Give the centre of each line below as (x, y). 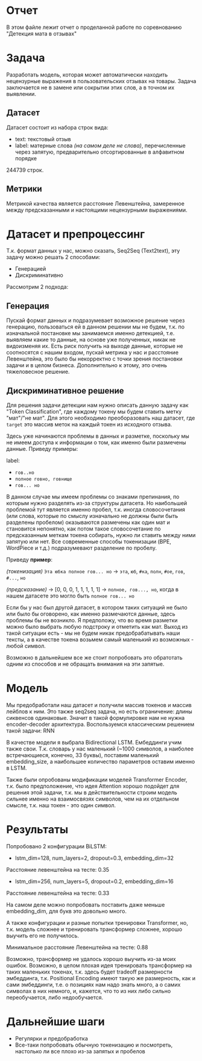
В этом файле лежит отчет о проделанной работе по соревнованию (94, 27)
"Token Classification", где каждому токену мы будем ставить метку (94, 412)
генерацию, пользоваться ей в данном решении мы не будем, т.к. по (96, 327)
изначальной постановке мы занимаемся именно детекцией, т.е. (90, 333)
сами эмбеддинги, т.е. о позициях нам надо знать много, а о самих (93, 984)
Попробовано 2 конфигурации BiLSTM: (57, 846)
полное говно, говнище (43, 479)
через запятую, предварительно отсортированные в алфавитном (99, 152)
